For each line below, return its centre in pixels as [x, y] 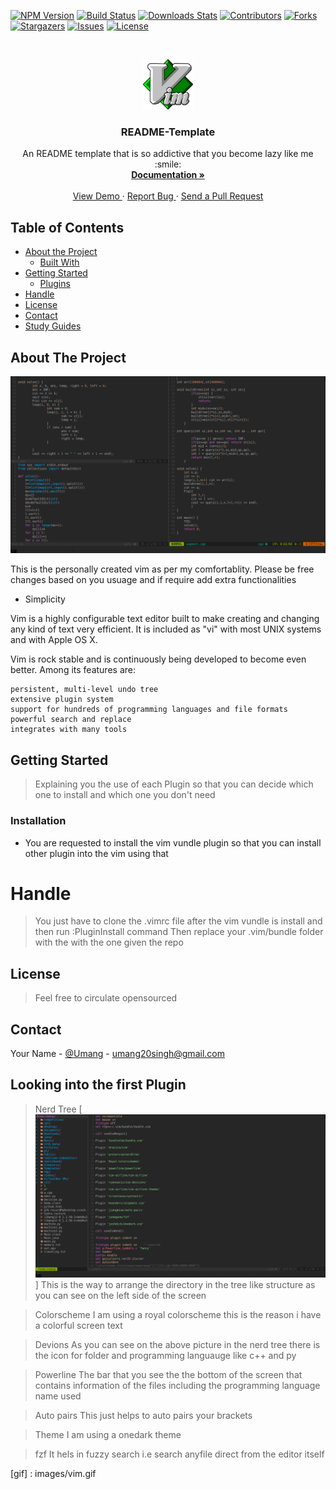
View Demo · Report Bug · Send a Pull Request [168, 196]
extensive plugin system [62, 700]
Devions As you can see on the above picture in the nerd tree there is [177, 1345]
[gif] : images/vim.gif [53, 1474]
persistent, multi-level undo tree [84, 690]
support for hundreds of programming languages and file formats [149, 710]
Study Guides [53, 326]
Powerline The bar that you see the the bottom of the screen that [168, 1375]
